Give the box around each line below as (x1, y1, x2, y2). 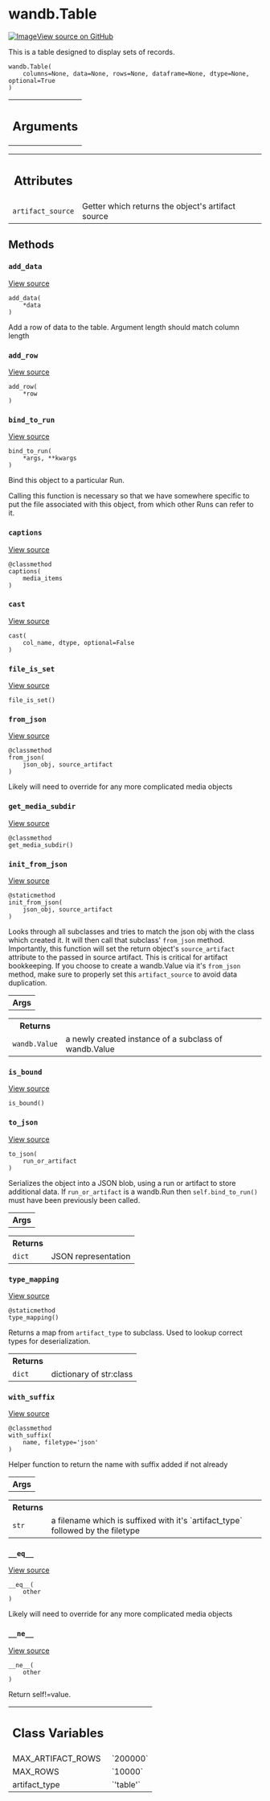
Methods (8, 238, 55, 252)
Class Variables (12, 1725, 104, 1741)
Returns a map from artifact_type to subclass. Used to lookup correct (8, 1328, 243, 1337)
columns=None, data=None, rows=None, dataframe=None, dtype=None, (22, 69, 250, 77)
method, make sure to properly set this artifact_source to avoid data (8, 969, 238, 979)
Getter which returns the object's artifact (81, 200, 235, 212)
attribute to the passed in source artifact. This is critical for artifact (8, 952, 228, 962)
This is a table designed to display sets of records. (8, 47, 175, 56)
